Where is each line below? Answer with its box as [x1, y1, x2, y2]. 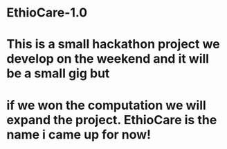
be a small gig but [6, 66, 110, 81]
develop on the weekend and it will [6, 51, 209, 67]
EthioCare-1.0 [6, 5, 88, 21]
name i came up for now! [6, 126, 152, 142]
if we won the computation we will [6, 97, 207, 113]
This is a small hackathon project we [6, 37, 221, 52]
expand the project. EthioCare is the [6, 112, 217, 128]
